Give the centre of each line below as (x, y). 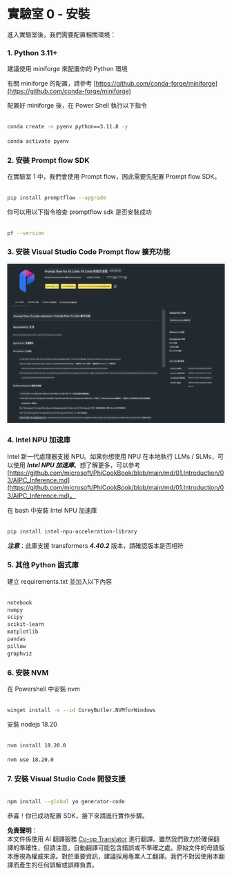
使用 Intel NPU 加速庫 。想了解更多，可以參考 (77, 465)
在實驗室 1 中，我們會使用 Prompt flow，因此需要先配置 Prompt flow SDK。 (114, 177)
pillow (17, 646)
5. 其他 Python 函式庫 (43, 565)
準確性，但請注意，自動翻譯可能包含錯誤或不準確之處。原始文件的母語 (119, 848)
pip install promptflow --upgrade (57, 197)
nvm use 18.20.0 (30, 760)
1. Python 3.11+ (32, 52)
